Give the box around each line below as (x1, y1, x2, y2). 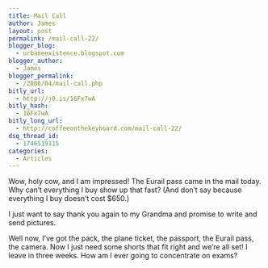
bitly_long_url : (8, 117, 63, 125)
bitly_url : (8, 86, 45, 95)
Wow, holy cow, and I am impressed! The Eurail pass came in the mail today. (8, 177, 262, 186)
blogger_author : (8, 57, 63, 65)
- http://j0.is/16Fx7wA (15, 94, 95, 103)
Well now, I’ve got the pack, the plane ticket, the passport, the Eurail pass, (8, 233, 254, 243)
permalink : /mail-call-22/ (8, 34, 99, 43)
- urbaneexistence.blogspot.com (15, 49, 125, 57)
